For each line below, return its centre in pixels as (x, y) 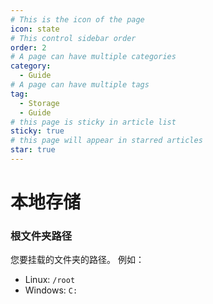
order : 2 (28, 47)
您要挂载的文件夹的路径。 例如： (77, 260)
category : (31, 66)
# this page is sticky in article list (93, 122)
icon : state (35, 29)
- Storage (39, 103)
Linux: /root (50, 280)
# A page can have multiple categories (93, 57)
